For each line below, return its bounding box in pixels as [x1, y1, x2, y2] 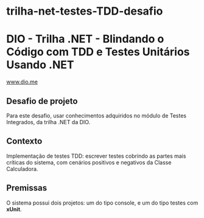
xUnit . [6, 205, 23, 213]
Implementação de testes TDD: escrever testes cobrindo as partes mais [6, 152, 186, 160]
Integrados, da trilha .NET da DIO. [6, 118, 91, 125]
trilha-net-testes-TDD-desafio [6, 4, 163, 18]
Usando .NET [6, 58, 74, 72]
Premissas [6, 183, 47, 193]
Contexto [6, 136, 43, 147]
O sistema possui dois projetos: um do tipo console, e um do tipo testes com [6, 199, 199, 206]
